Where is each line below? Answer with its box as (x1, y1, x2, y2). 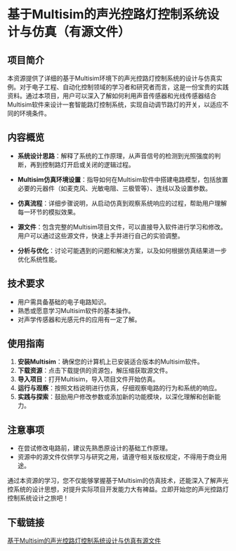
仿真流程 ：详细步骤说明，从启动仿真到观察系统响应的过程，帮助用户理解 (17, 199, 227, 207)
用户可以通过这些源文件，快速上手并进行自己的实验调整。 (17, 231, 184, 239)
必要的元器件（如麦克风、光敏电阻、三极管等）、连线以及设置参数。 (17, 184, 212, 192)
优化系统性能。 (17, 255, 61, 263)
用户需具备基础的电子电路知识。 (17, 298, 110, 306)
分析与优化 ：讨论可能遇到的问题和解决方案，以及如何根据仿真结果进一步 (17, 246, 227, 255)
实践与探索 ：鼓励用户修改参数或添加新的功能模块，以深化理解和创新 (17, 392, 215, 401)
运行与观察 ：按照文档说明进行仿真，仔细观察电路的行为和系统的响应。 (17, 384, 221, 392)
